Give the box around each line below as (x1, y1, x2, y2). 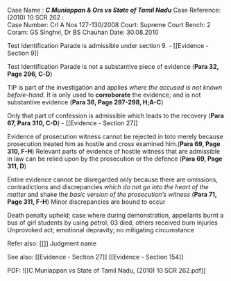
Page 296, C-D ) (7, 70, 53, 78)
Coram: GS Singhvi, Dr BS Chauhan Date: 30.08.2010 (7, 28, 159, 36)
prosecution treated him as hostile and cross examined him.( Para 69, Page (7, 140, 221, 148)
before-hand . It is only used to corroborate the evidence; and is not (7, 90, 201, 99)
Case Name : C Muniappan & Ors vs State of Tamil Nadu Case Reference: (7, 6, 221, 14)
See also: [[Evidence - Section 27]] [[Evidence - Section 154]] (7, 253, 184, 261)
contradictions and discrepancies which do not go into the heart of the (7, 183, 209, 191)
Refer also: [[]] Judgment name (7, 239, 97, 248)
